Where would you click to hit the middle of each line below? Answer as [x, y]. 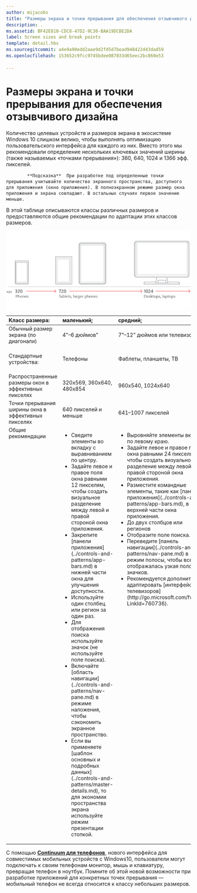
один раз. [83, 616]
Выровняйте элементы [155, 435]
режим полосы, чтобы [155, 560]
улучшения [85, 585]
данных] [81, 772]
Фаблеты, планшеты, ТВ [148, 359]
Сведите [82, 435]
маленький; [78, 321]
